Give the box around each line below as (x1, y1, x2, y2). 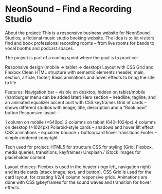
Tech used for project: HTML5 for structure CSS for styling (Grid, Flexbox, (5, 144, 153, 150)
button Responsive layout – (5, 109, 59, 115)
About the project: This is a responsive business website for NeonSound (5, 30, 150, 35)
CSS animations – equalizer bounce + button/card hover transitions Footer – (5, 129, 157, 135)
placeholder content (5, 154, 46, 160)
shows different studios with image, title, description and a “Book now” (5, 105, 147, 110)
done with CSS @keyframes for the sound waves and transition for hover (5, 179, 152, 185)
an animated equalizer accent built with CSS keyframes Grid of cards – (5, 99, 147, 105)
